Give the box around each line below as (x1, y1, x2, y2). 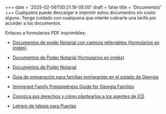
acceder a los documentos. (5, 20, 62, 26)
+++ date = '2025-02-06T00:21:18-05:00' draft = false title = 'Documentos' (5, 4, 161, 10)
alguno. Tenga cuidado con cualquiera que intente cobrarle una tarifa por (5, 15, 156, 20)
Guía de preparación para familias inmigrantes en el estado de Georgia (12, 74, 159, 79)
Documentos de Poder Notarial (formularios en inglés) (12, 54, 124, 60)
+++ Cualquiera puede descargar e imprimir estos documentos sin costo (5, 9, 155, 15)
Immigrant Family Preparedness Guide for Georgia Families (12, 83, 134, 89)
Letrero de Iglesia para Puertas (12, 103, 77, 109)
